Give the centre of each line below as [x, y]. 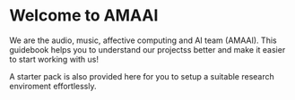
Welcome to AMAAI [84, 16]
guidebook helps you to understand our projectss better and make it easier [147, 49]
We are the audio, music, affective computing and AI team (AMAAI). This [143, 40]
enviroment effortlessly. [53, 86]
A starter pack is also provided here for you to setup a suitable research [142, 76]
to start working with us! [54, 59]
